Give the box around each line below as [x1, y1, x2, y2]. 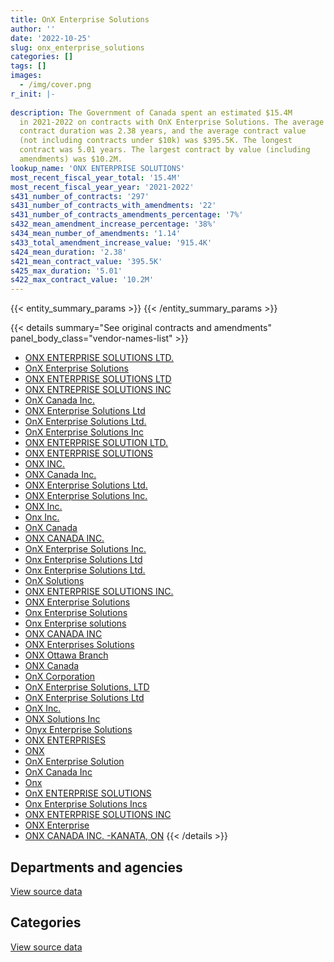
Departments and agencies [10, 859, 183, 876]
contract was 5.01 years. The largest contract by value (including [19, 145, 311, 155]
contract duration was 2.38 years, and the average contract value [19, 126, 307, 136]
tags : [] [10, 61, 47, 71]
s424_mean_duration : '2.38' [10, 247, 128, 257]
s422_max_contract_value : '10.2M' [10, 275, 155, 285]
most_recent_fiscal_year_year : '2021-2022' [10, 182, 195, 192]
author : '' [10, 24, 56, 34]
